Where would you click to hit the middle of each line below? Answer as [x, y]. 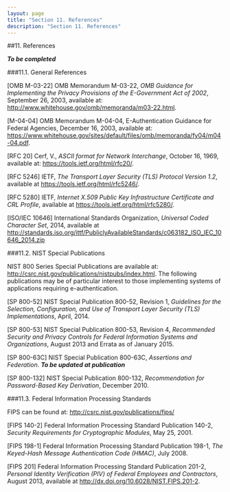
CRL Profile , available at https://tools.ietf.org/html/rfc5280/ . [91, 205]
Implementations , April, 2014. [48, 316]
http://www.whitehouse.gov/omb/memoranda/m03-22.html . [92, 108]
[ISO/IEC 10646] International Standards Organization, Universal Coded [108, 218]
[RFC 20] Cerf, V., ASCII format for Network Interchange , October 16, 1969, [113, 156]
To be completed [32, 59]
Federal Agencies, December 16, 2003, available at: [80, 128]
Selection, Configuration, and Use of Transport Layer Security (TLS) [104, 309]
